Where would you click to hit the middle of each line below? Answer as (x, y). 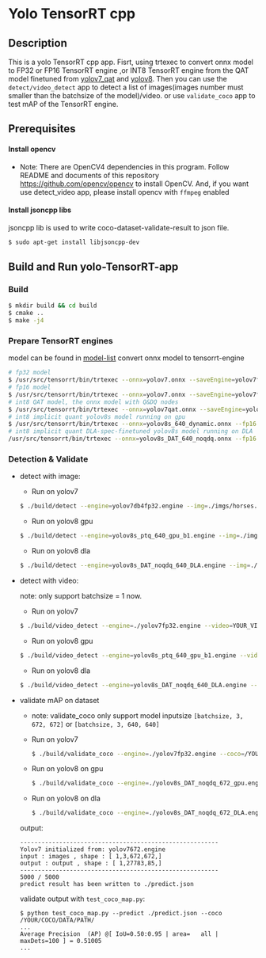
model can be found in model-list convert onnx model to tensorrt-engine (126, 358)
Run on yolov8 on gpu (67, 769)
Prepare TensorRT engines (61, 340)
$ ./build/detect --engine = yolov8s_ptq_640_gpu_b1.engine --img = (129, 536)
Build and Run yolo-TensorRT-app (93, 267)
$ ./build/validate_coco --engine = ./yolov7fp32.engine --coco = (138, 754)
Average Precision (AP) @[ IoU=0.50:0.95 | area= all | (119, 934)
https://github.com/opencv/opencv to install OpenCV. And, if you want (134, 184)
